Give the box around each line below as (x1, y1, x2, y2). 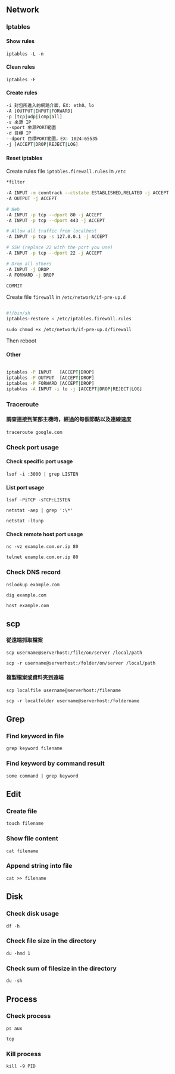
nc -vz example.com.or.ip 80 (6, 544, 79, 550)
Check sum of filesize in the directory (6, 964, 117, 972)
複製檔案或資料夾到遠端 (6, 674, 64, 681)
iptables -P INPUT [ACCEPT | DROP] (6, 369, 95, 375)
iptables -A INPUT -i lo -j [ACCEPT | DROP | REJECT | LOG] (6, 385, 143, 392)
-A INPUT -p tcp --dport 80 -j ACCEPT (6, 212, 102, 218)
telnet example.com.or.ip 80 (6, 554, 79, 561)
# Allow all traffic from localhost (6, 228, 97, 234)
